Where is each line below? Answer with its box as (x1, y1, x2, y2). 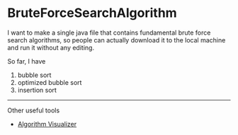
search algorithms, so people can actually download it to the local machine (7, 35, 226, 44)
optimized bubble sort (17, 78, 82, 86)
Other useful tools (7, 106, 60, 115)
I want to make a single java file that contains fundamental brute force (7, 28, 211, 37)
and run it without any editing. (7, 43, 94, 52)
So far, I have (7, 57, 46, 65)
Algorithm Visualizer (17, 119, 77, 128)
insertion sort (17, 86, 57, 94)
